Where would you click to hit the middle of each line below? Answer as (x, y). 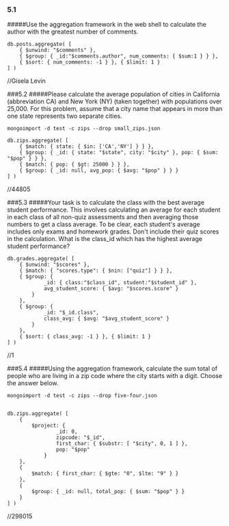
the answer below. (33, 383)
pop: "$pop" (73, 450)
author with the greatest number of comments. (73, 32)
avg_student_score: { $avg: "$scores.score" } (111, 289)
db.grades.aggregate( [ (41, 259)
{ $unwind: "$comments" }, (58, 50)
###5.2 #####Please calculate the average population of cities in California (113, 95)
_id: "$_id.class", (71, 313)
